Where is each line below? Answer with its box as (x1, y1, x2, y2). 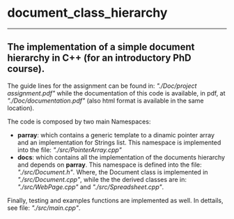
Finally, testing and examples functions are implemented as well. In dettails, (7, 196, 224, 204)
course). (7, 63, 45, 75)
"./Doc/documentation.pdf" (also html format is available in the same (7, 96, 204, 105)
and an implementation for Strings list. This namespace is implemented (17, 138, 221, 146)
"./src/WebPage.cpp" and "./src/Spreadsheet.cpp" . (17, 183, 164, 191)
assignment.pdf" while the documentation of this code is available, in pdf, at (7, 89, 226, 97)
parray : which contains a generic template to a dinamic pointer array (17, 130, 214, 139)
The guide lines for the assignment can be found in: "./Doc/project (7, 82, 197, 90)
